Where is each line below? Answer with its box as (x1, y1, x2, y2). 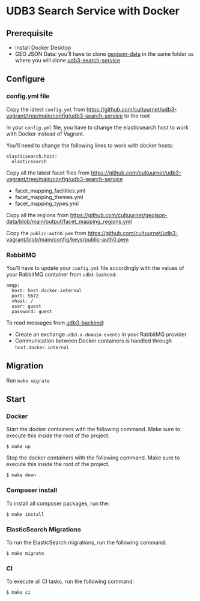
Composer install (6, 486, 58, 494)
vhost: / (11, 298, 34, 304)
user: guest (11, 303, 42, 309)
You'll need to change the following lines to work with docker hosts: (6, 142, 174, 149)
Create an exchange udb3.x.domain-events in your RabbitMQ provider (14, 330, 187, 338)
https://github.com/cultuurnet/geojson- (70, 211, 168, 218)
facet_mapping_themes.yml (14, 193, 83, 200)
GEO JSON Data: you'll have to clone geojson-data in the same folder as (14, 50, 194, 58)
